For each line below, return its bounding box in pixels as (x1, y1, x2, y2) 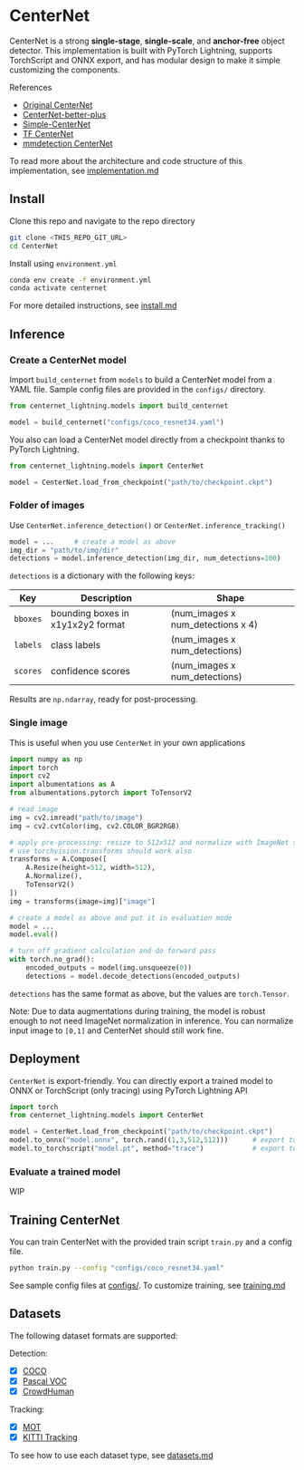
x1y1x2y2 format (51, 618, 125, 631)
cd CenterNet (9, 241, 59, 250)
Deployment (9, 1051, 81, 1067)
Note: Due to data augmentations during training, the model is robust (9, 1005, 266, 1016)
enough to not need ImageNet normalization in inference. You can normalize (9, 1015, 294, 1026)
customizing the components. (9, 64, 120, 75)
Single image (9, 717, 68, 730)
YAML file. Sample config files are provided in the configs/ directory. (9, 383, 266, 394)
